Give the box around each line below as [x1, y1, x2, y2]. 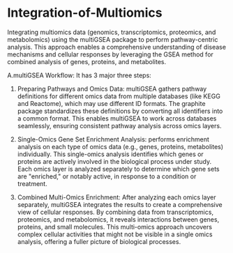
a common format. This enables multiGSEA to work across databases [17, 114, 217, 123]
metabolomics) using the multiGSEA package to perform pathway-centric [7, 35, 218, 43]
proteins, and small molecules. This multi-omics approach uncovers [17, 222, 213, 231]
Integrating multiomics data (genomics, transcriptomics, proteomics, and [7, 28, 216, 36]
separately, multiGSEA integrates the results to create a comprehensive [17, 200, 223, 208]
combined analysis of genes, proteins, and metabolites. [7, 57, 167, 66]
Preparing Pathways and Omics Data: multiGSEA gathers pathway [17, 84, 207, 93]
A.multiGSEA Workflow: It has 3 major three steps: [7, 71, 151, 79]
